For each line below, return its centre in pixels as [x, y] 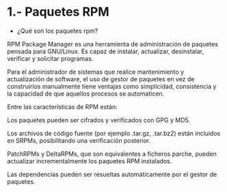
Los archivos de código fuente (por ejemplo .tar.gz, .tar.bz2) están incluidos [114, 133]
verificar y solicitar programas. [50, 58]
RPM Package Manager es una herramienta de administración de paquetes [113, 44]
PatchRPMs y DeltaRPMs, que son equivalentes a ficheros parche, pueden [112, 154]
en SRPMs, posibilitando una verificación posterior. [79, 140]
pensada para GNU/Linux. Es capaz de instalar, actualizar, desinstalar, [105, 51]
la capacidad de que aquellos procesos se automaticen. [86, 94]
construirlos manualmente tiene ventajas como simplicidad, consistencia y [112, 86]
